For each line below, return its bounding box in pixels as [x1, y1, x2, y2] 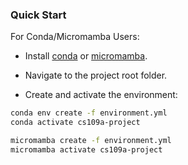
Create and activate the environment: [24, 89, 178, 101]
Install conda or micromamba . [24, 50, 148, 62]
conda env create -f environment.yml [10, 108, 168, 118]
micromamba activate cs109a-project [10, 144, 163, 155]
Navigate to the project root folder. [24, 69, 168, 82]
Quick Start [10, 8, 67, 22]
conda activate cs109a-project [10, 118, 141, 128]
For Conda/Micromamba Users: [10, 31, 140, 43]
